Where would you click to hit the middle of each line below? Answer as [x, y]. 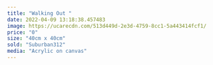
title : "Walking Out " [39, 13]
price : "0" [23, 32]
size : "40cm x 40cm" [37, 39]
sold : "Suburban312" [37, 45]
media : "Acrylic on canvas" [47, 51]
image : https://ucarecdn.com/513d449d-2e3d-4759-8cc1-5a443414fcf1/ [107, 26]
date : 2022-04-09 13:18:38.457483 [57, 20]
